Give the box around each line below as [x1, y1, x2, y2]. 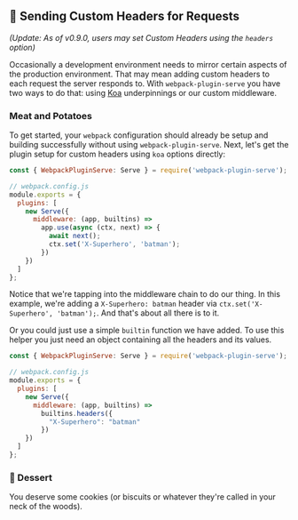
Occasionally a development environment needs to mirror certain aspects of [9, 59, 287, 69]
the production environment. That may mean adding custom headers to [9, 68, 271, 79]
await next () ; [48, 232, 101, 241]
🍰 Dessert [9, 471, 53, 484]
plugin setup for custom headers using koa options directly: [9, 148, 226, 160]
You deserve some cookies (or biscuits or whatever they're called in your [9, 492, 277, 502]
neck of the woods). [9, 501, 82, 512]
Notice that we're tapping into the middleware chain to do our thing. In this [9, 289, 281, 300]
